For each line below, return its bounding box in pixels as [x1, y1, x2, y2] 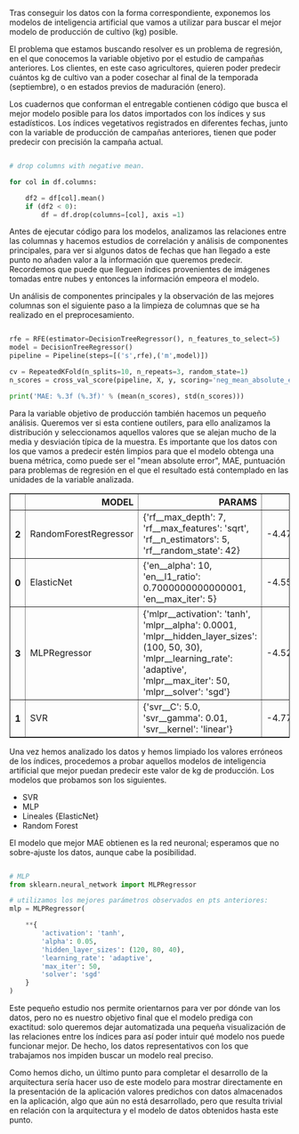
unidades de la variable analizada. [9, 474, 134, 484]
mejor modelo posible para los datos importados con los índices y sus [9, 109, 266, 118]
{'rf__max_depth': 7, [142, 511, 227, 523]
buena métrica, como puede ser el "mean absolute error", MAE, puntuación [9, 455, 286, 466]
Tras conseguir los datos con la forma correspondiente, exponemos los [9, 8, 271, 18]
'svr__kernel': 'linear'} [142, 723, 233, 735]
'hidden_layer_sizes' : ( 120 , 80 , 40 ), [41, 945, 185, 954]
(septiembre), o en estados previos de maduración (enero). [9, 82, 226, 92]
